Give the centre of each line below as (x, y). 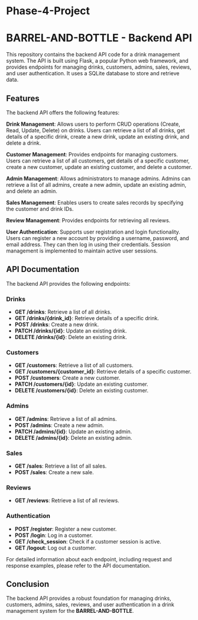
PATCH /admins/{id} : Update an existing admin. (73, 432)
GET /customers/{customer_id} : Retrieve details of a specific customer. (103, 372)
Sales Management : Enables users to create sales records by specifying (95, 202)
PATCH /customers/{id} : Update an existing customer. (82, 384)
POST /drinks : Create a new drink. (57, 325)
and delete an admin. (32, 191)
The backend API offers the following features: (63, 112)
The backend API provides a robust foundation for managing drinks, (89, 598)
